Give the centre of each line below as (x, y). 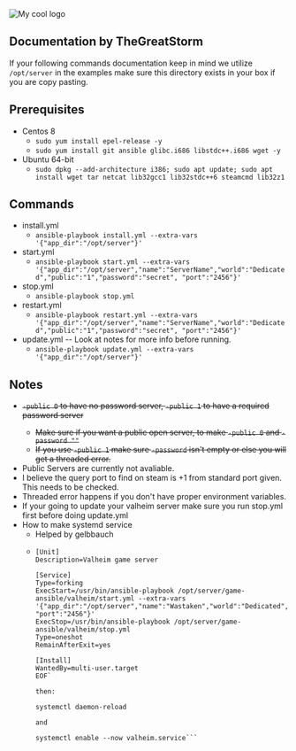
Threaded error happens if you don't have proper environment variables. (154, 497)
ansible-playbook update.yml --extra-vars (114, 350)
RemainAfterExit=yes (73, 646)
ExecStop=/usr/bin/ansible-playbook (102, 622)
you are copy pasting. (49, 81)
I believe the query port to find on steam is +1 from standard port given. (152, 478)
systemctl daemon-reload (81, 708)
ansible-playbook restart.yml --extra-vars (117, 315)
